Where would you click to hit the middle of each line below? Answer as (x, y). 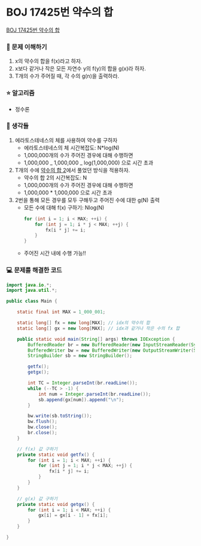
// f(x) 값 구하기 (37, 449)
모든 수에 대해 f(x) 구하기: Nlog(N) (64, 208)
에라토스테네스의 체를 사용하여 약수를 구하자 (66, 140)
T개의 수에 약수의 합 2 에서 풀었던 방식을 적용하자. (72, 170)
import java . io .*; (29, 285)
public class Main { (32, 301)
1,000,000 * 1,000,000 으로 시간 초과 (68, 193)
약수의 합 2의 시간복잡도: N (55, 178)
